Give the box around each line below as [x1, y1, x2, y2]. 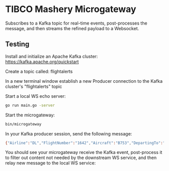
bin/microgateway [5, 121, 42, 126]
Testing [5, 40, 30, 49]
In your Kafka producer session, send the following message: [5, 130, 132, 136]
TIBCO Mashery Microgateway [5, 4, 137, 15]
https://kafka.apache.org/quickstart [5, 59, 79, 65]
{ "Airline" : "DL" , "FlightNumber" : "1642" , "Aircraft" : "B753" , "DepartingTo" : [5, 140, 163, 145]
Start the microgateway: [5, 112, 55, 118]
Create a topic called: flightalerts [5, 68, 73, 74]
